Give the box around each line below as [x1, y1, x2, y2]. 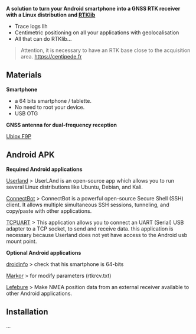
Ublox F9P [6, 132, 31, 140]
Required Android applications [6, 166, 83, 173]
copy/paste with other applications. [6, 207, 92, 215]
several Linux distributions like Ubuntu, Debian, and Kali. [6, 183, 143, 190]
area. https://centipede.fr [20, 53, 82, 60]
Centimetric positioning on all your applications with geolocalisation [14, 29, 179, 36]
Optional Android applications [6, 249, 81, 256]
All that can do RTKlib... [14, 35, 72, 42]
